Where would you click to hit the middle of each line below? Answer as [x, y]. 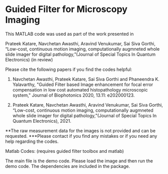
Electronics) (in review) [29, 59]
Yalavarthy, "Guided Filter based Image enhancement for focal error [83, 84]
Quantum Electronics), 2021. [42, 121]
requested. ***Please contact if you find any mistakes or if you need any [81, 136]
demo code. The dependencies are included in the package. [68, 166]
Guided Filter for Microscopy [66, 9]
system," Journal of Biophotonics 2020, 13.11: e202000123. [73, 95]
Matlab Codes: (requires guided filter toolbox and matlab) [65, 151]
